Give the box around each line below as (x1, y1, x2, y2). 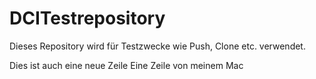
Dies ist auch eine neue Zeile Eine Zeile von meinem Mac (9, 59, 244, 71)
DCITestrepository (9, 7, 166, 30)
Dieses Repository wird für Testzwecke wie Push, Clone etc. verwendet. (9, 40, 306, 52)
